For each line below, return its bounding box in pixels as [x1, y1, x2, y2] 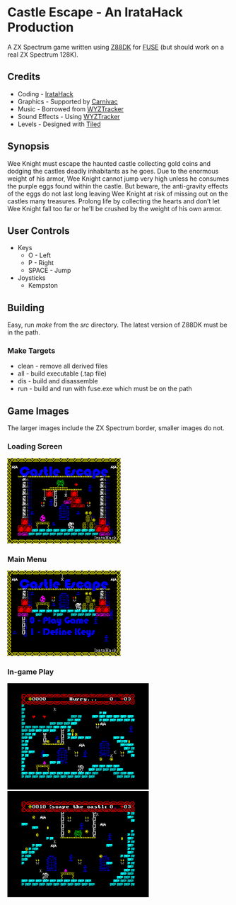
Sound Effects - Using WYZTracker [17, 112, 120, 120]
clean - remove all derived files [17, 362, 108, 371]
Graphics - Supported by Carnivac [17, 97, 118, 106]
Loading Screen [7, 442, 63, 451]
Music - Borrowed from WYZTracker [17, 104, 124, 113]
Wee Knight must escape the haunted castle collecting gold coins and [7, 159, 211, 167]
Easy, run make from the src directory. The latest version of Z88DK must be [7, 320, 228, 330]
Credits [7, 71, 41, 83]
